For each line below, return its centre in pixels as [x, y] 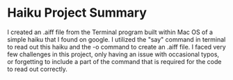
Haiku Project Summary [77, 13]
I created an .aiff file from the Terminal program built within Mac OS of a [110, 32]
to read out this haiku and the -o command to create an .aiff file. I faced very [116, 47]
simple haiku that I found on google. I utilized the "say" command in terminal [116, 39]
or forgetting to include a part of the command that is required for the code [114, 61]
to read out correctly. [38, 69]
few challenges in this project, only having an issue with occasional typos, [113, 54]
